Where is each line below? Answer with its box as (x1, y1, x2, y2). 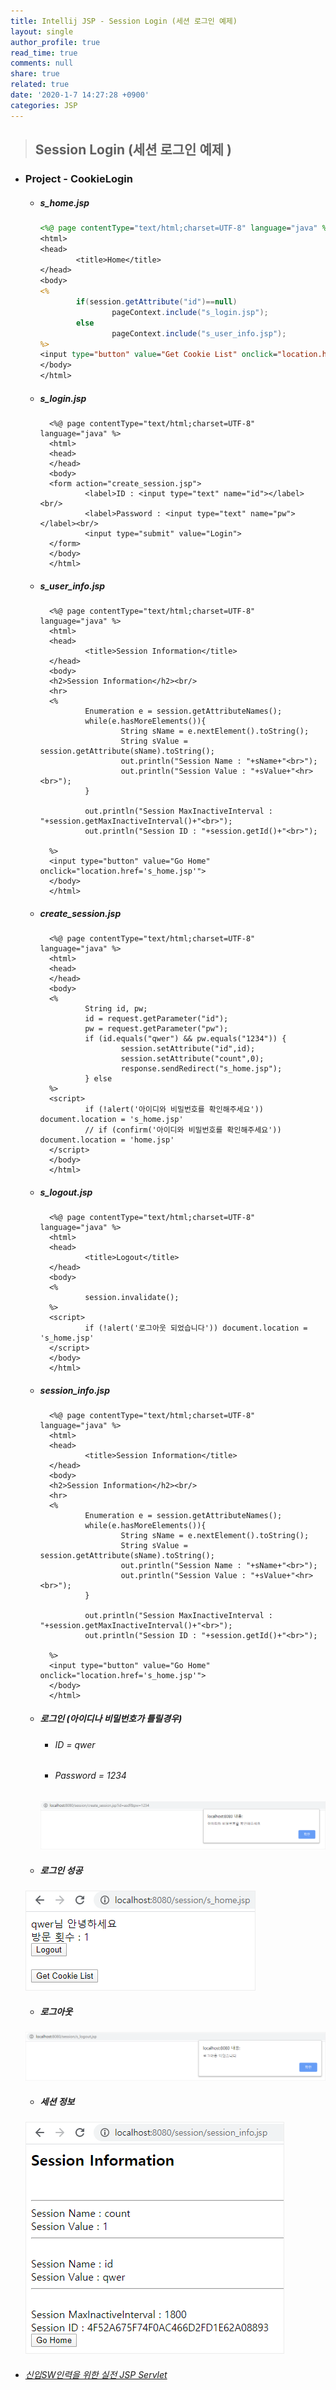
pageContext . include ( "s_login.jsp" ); (111, 307, 269, 317)
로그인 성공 (39, 1864, 83, 1876)
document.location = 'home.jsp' (39, 1135, 175, 1145)
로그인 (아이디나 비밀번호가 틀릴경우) (39, 1713, 183, 1725)
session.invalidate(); (84, 1292, 180, 1302)
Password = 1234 (54, 1770, 127, 1782)
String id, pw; (84, 1003, 148, 1014)
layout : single (10, 26, 74, 37)
